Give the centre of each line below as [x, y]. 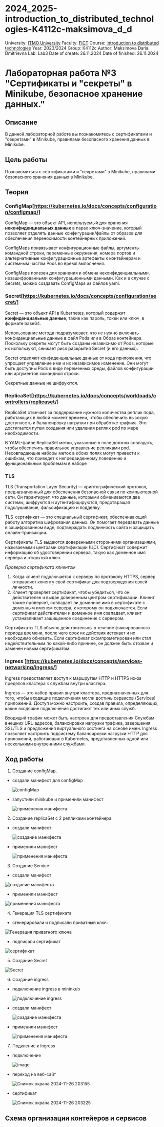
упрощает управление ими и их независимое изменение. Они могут [77, 363]
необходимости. [22, 433]
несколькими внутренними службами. [46, 744]
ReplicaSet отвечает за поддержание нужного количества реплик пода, [80, 413]
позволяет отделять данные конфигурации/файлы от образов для [74, 233]
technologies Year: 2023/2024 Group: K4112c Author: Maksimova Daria [77, 48]
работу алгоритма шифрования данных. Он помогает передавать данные [82, 522]
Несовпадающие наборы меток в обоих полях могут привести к [72, 453]
